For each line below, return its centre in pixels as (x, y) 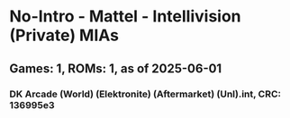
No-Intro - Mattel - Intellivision (125, 17)
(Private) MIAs (64, 35)
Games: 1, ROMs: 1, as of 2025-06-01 (116, 68)
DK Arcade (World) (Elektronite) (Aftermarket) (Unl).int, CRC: (145, 94)
